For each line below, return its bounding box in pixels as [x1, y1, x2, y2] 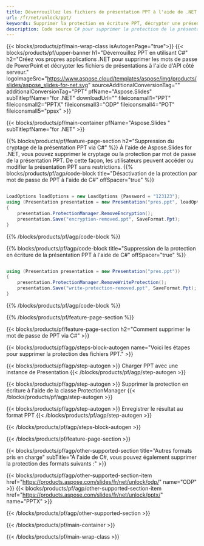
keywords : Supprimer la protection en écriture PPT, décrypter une [6, 20, 181, 26]
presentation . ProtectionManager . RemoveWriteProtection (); [17, 280, 167, 286]
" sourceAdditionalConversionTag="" [87, 82, 180, 89]
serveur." [6, 68, 29, 76]
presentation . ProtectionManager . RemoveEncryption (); [17, 210, 154, 216]
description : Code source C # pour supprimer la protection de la [6, 26, 175, 32]
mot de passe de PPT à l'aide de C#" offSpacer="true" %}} [6, 176, 155, 183]
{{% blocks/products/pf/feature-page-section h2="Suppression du [6, 138, 174, 145]
